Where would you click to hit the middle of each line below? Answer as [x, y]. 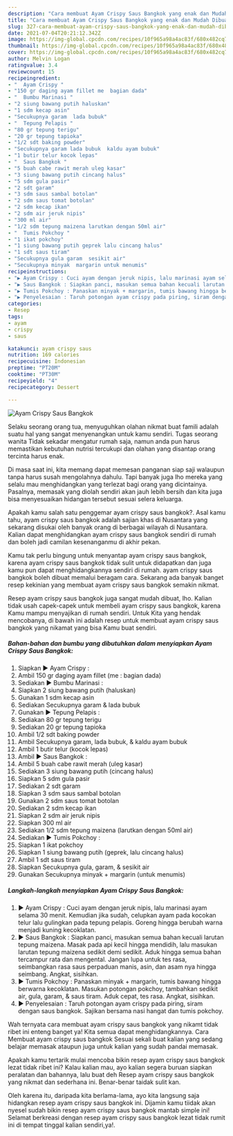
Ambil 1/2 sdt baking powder [58, 734]
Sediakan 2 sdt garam [49, 786]
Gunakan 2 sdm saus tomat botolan [68, 801]
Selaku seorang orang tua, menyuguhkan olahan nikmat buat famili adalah [113, 427]
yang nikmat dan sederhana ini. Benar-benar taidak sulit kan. [94, 1082]
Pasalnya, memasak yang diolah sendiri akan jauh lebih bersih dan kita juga [115, 491]
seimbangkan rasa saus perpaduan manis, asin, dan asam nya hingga [117, 967]
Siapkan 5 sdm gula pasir [54, 779]
